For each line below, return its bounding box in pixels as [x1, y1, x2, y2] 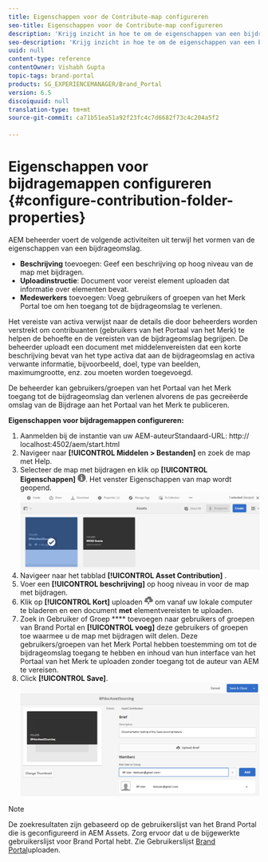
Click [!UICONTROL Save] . [19, 674, 108, 683]
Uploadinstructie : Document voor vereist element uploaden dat [19, 275, 230, 285]
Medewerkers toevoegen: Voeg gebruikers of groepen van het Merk [19, 292, 246, 302]
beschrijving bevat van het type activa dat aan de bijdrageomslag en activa [8, 350, 255, 360]
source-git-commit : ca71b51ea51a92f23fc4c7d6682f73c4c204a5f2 [8, 114, 219, 122]
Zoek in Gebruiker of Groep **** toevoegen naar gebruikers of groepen [19, 615, 255, 624]
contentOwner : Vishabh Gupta [8, 64, 105, 72]
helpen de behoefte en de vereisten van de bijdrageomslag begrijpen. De [8, 334, 249, 343]
